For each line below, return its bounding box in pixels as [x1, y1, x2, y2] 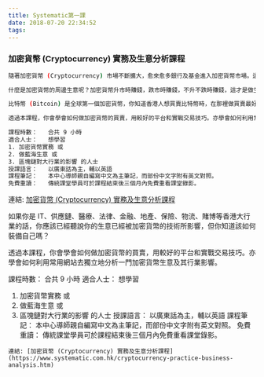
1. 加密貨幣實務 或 [8, 143, 64, 151]
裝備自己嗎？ [8, 231, 49, 240]
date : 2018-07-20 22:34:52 [8, 19, 97, 27]
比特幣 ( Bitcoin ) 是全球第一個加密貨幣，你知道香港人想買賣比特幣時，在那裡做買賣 [8, 100, 246, 108]
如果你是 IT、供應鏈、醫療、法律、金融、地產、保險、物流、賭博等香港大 [8, 211, 244, 221]
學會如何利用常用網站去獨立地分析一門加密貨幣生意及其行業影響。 [8, 258, 222, 267]
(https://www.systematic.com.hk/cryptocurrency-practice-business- [8, 354, 234, 362]
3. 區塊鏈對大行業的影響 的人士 [8, 158, 99, 166]
